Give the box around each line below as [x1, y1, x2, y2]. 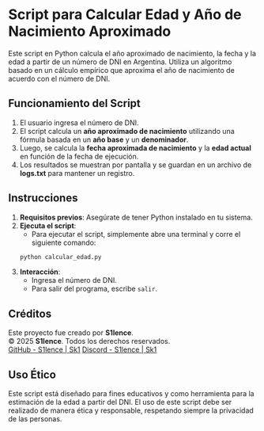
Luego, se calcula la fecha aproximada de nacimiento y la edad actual [19, 143, 251, 152]
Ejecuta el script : [19, 220, 77, 231]
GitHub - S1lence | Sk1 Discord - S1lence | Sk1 [8, 345, 157, 354]
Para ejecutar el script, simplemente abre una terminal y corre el [31, 229, 241, 238]
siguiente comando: [31, 238, 96, 247]
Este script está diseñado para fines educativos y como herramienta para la [8, 389, 255, 399]
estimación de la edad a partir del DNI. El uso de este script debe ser [8, 398, 232, 407]
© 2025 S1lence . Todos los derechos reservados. [8, 337, 171, 346]
